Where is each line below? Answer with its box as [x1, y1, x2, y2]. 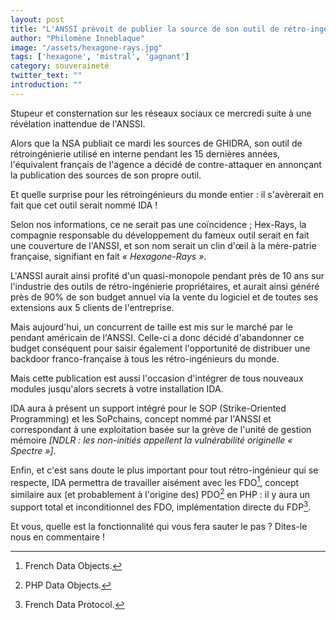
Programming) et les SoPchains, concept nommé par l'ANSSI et [10, 412, 272, 425]
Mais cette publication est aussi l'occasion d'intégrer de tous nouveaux [10, 372, 304, 384]
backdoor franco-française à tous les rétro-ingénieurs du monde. [10, 352, 280, 365]
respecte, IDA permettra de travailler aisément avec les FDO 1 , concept [10, 474, 300, 488]
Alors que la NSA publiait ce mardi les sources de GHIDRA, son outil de [10, 137, 303, 149]
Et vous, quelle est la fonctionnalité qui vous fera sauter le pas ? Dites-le [10, 520, 308, 532]
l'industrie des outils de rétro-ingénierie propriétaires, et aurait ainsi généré [10, 280, 320, 292]
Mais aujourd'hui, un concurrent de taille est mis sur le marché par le [10, 321, 293, 333]
